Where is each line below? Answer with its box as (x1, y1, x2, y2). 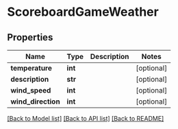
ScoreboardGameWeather (7, 4, 159, 20)
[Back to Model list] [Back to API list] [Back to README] (7, 115, 164, 122)
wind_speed (10, 86, 51, 95)
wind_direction (10, 97, 60, 106)
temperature (10, 63, 53, 73)
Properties (7, 32, 53, 43)
